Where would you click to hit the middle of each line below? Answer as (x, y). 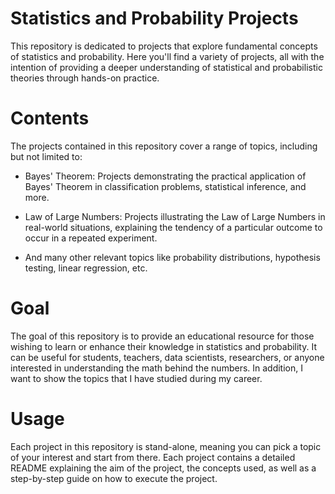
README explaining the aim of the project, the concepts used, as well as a (163, 468)
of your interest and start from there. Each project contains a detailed (153, 457)
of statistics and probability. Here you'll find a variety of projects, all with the (167, 56)
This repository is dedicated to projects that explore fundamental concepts (164, 46)
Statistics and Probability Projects (154, 18)
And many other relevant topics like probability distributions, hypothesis (172, 257)
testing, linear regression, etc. (86, 268)
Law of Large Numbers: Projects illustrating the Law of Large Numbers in (175, 216)
